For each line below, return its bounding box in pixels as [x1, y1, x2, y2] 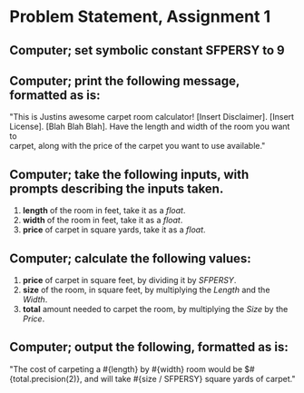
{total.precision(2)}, [9, 373, 83, 384]
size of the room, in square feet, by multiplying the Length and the [22, 284, 270, 296]
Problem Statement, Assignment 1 [9, 6, 271, 27]
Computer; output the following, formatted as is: [9, 339, 289, 355]
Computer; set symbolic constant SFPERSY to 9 [9, 43, 286, 58]
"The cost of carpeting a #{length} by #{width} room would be [9, 363, 243, 374]
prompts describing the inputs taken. [9, 181, 224, 196]
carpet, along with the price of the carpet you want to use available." [9, 141, 266, 152]
